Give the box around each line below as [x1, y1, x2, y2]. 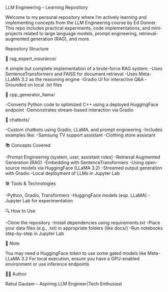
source [5, 165, 20, 171]
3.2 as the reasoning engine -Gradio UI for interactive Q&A [21, 76, 144, 82]
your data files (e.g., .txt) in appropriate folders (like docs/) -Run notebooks [5, 225, 163, 231]
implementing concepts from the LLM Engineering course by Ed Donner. [5, 20, 157, 25]
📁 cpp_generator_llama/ [5, 92, 55, 97]
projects [5, 31, 23, 36]
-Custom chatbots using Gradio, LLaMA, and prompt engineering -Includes [5, 127, 163, 132]
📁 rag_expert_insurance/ [5, 56, 57, 62]
